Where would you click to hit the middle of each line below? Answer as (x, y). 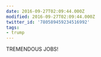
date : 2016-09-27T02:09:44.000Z (45, 11)
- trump (15, 33)
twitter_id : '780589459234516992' (48, 22)
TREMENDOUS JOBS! (32, 49)
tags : (13, 27)
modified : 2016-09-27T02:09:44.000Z (50, 17)
